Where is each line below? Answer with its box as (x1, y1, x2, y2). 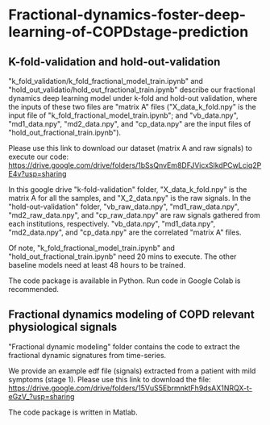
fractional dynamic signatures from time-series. (8, 350, 167, 360)
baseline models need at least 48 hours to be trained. (8, 260, 186, 269)
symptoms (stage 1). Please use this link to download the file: (8, 374, 211, 384)
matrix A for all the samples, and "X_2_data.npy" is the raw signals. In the (8, 194, 251, 202)
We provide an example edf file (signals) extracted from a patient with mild (8, 365, 256, 376)
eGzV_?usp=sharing (8, 391, 75, 401)
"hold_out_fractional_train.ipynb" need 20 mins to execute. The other (8, 252, 237, 261)
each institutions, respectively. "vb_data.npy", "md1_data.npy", (8, 219, 216, 228)
